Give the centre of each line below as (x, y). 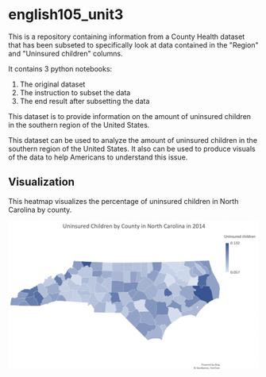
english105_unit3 (66, 15)
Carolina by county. (40, 210)
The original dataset (52, 84)
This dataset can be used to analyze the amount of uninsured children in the (133, 140)
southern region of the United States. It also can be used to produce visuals (132, 148)
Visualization (42, 182)
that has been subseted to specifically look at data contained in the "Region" (134, 44)
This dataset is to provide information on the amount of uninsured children (130, 116)
